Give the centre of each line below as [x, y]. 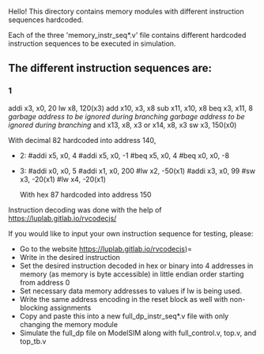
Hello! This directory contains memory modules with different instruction [126, 11]
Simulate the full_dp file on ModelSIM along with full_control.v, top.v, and [138, 333]
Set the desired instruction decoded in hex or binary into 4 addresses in [136, 265]
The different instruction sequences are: [110, 68]
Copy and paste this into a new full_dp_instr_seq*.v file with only [124, 316]
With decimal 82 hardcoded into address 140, [82, 140]
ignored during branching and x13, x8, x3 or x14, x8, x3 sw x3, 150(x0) [123, 125]
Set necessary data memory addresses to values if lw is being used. [131, 291]
